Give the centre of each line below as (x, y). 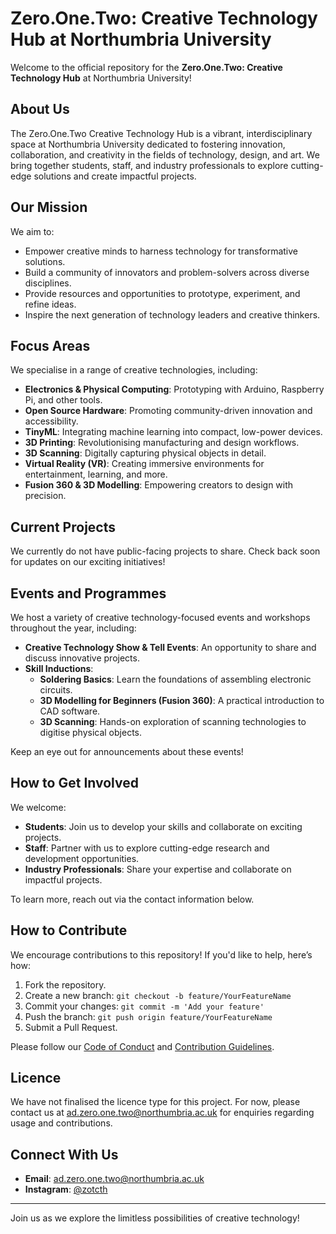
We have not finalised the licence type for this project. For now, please (155, 1102)
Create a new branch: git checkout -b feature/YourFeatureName (158, 995)
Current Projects (63, 527)
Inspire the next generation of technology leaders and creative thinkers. (172, 314)
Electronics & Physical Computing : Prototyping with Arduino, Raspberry (174, 389)
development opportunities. (82, 858)
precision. (45, 496)
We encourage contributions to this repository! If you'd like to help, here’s (161, 954)
